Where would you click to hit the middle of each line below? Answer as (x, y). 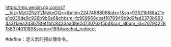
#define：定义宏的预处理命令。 (38, 39)
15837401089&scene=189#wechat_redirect (51, 29)
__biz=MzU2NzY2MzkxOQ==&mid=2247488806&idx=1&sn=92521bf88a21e (85, 13)
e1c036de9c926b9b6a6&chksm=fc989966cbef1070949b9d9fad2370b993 (84, 18)
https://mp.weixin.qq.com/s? (35, 7)
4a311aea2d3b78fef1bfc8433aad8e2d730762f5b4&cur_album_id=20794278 (85, 23)
